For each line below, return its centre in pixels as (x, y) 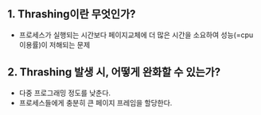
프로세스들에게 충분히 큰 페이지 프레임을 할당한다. (95, 102)
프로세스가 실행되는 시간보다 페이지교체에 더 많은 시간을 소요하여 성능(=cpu (136, 35)
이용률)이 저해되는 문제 (55, 44)
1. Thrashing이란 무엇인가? (72, 14)
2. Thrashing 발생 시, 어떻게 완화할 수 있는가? (114, 73)
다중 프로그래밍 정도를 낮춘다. (65, 93)
